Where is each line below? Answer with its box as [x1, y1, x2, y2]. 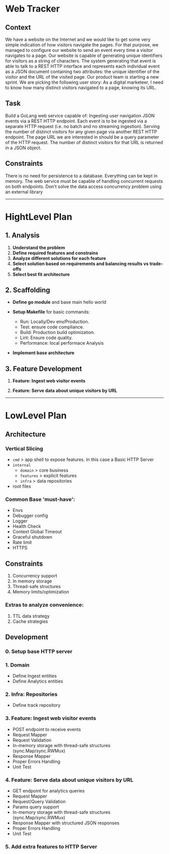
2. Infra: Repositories [5, 691, 58, 698]
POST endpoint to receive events [12, 726, 81, 732]
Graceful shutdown [12, 534, 53, 540]
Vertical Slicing [5, 445, 44, 452]
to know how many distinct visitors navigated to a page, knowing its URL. [5, 85, 157, 91]
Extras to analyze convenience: [5, 602, 84, 609]
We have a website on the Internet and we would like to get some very [5, 36, 151, 42]
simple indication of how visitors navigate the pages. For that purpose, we [5, 42, 158, 48]
